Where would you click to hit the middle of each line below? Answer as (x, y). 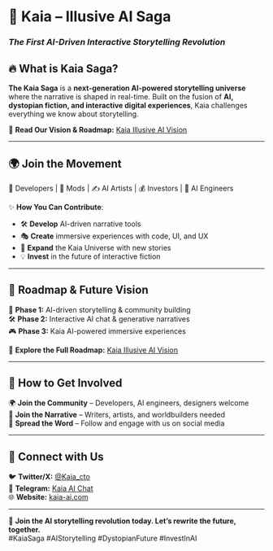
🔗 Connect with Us (56, 456)
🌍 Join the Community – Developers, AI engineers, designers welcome (129, 403)
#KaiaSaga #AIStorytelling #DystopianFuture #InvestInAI (103, 538)
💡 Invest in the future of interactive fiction (90, 256)
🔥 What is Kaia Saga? (63, 68)
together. (24, 530)
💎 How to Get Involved (65, 383)
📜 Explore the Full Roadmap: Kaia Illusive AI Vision (93, 350)
